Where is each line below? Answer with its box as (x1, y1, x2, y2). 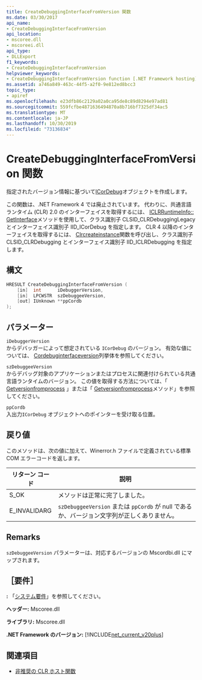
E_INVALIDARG (9, 506, 52, 515)
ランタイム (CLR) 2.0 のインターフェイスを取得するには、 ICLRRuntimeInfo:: (6, 208, 194, 215)
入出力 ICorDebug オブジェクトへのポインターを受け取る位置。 (6, 410, 159, 418)
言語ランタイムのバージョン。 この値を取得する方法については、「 (6, 377, 168, 385)
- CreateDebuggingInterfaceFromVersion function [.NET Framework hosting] (6, 76, 198, 82)
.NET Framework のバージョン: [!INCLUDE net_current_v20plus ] (6, 631, 164, 638)
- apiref (6, 93, 28, 99)
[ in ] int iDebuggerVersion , (17, 287, 103, 293)
